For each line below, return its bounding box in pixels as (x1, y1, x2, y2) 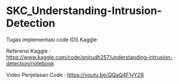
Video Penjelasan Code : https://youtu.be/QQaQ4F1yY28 (6, 71, 144, 78)
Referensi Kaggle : (6, 47, 51, 54)
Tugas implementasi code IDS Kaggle (6, 36, 97, 43)
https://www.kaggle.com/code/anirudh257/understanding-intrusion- (6, 53, 173, 61)
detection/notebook (6, 60, 54, 67)
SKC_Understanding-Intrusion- (6, 4, 162, 18)
